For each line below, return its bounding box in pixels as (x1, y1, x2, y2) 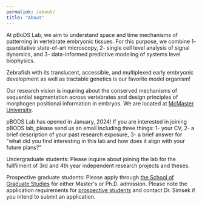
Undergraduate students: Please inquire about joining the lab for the (6, 155, 176, 162)
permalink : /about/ (6, 8, 56, 15)
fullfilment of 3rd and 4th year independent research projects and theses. (6, 162, 190, 169)
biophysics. (6, 57, 35, 64)
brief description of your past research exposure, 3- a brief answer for (6, 131, 183, 138)
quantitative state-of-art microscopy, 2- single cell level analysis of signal (6, 44, 190, 51)
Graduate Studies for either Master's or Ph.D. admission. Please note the (6, 180, 187, 187)
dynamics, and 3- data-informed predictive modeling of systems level (6, 50, 181, 58)
